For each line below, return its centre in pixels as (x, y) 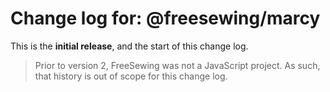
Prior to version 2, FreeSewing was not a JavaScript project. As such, (177, 65)
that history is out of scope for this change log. (131, 76)
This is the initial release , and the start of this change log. (129, 46)
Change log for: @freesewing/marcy (165, 18)
